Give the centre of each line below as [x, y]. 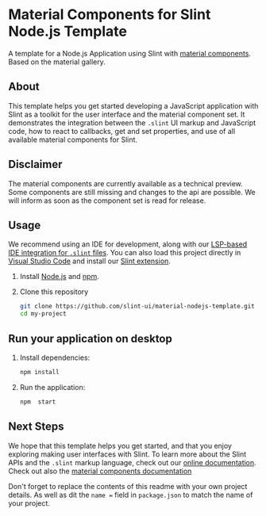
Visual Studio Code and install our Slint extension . [89, 261]
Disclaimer [35, 164]
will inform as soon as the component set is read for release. [107, 201]
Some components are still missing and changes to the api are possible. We [132, 192]
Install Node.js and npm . [59, 277]
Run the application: [52, 387]
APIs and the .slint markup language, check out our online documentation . [132, 462]
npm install [39, 372]
